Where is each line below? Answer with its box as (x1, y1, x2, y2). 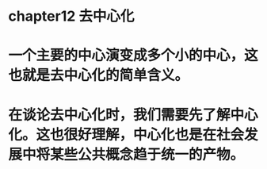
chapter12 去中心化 (8, 7, 135, 25)
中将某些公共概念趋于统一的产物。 (22, 145, 245, 163)
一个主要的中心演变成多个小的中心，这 (8, 47, 259, 64)
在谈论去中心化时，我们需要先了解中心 (8, 106, 259, 124)
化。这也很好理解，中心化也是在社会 (8, 125, 245, 144)
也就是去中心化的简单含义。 (8, 67, 189, 84)
